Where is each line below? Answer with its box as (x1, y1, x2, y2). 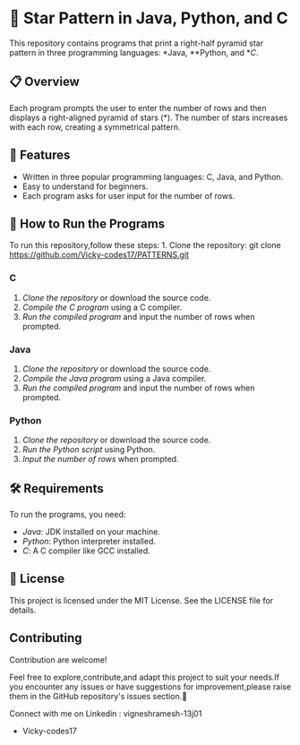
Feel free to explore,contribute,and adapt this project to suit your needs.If (9, 672, 280, 682)
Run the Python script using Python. (21, 444, 156, 455)
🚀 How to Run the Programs (9, 216, 166, 231)
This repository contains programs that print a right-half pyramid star (9, 38, 264, 48)
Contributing (9, 630, 82, 646)
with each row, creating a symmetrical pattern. (9, 121, 181, 133)
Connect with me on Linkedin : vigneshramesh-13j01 (9, 707, 202, 719)
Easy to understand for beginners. (21, 181, 149, 192)
